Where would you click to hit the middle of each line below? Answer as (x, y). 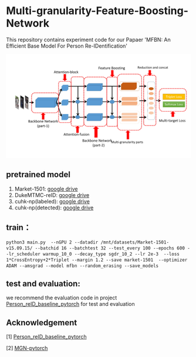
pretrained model (38, 175)
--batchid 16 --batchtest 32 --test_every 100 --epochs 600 (110, 248)
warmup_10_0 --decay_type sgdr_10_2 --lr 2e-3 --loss (111, 254)
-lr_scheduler (23, 254)
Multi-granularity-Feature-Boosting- (97, 11)
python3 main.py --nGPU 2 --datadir (52, 242)
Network (28, 23)
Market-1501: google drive (46, 189)
